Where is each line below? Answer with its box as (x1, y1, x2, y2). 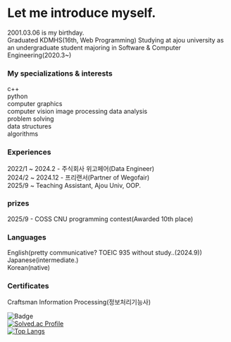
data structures (7, 122, 51, 131)
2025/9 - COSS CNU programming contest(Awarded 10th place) (7, 214, 194, 223)
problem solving (7, 114, 54, 123)
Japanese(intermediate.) (7, 256, 79, 264)
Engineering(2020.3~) (7, 51, 72, 59)
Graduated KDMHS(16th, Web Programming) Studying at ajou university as (7, 35, 224, 44)
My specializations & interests (7, 69, 113, 78)
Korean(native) (7, 264, 51, 272)
